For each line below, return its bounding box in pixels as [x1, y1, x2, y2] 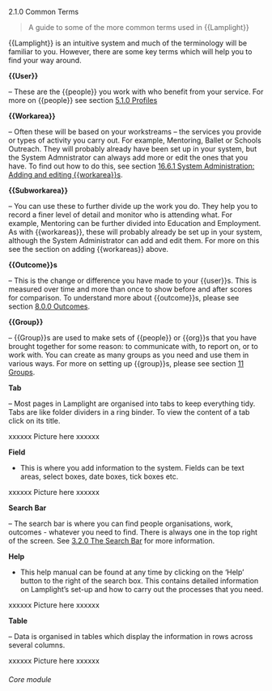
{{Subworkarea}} [8, 186, 69, 195]
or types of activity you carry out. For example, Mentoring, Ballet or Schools [8, 135, 261, 145]
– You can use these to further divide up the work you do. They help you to [8, 202, 258, 211]
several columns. [8, 640, 66, 650]
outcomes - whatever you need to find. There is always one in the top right [8, 527, 257, 537]
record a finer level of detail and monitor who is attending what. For [8, 210, 233, 220]
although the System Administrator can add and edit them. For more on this [8, 236, 260, 245]
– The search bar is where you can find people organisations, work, [8, 518, 233, 528]
